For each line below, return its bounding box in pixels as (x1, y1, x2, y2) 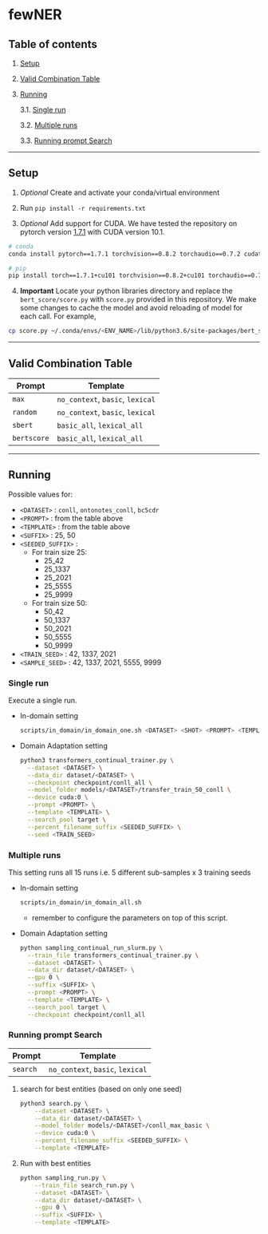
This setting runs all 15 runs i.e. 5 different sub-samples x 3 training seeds (8, 868, 251, 877)
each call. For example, (19, 311, 97, 321)
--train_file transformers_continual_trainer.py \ (27, 951, 199, 959)
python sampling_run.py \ (19, 1173, 106, 1182)
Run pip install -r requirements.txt (19, 203, 146, 212)
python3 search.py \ (19, 1099, 89, 1107)
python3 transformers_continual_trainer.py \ (19, 756, 174, 764)
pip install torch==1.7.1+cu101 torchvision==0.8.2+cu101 (8, 271, 205, 280)
